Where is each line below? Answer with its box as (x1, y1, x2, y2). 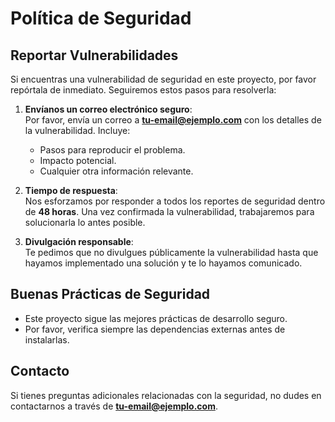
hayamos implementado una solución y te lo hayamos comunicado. (24, 257, 303, 269)
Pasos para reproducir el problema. (39, 144, 186, 156)
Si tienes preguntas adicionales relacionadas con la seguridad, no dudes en (10, 389, 322, 401)
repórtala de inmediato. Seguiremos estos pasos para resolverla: (10, 84, 277, 96)
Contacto (10, 363, 70, 380)
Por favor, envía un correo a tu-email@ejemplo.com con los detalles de (24, 114, 322, 126)
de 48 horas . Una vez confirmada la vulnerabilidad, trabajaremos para (24, 206, 315, 217)
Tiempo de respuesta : (24, 185, 118, 196)
